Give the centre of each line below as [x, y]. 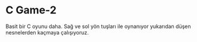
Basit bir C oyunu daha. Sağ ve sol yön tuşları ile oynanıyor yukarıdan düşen [98, 26]
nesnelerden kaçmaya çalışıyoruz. [47, 32]
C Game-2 [31, 10]
